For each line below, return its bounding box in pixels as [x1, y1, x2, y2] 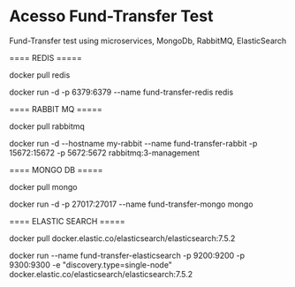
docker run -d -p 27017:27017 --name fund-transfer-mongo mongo [9, 199, 253, 209]
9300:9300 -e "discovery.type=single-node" [9, 259, 172, 270]
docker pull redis [9, 69, 71, 80]
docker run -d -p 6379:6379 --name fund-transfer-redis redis [9, 87, 234, 97]
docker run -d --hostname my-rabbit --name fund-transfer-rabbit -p [9, 138, 258, 148]
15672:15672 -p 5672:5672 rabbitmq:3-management [9, 147, 200, 158]
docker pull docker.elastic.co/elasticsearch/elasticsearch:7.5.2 [9, 232, 236, 244]
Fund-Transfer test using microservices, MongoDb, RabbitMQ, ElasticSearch [9, 35, 287, 46]
